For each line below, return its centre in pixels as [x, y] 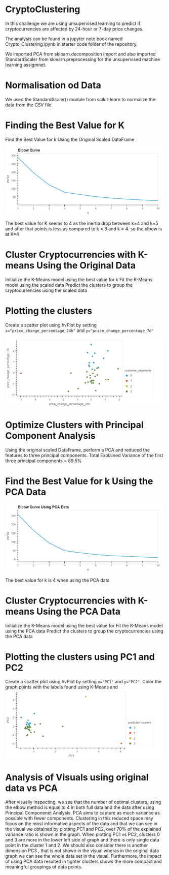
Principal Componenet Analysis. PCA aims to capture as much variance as [83, 813]
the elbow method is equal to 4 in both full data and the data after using [80, 807]
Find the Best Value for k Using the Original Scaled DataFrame [70, 139]
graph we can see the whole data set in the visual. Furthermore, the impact [83, 856]
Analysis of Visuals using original [77, 777]
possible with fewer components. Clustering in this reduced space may [79, 818]
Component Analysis [50, 435]
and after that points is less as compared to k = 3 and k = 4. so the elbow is [84, 229]
